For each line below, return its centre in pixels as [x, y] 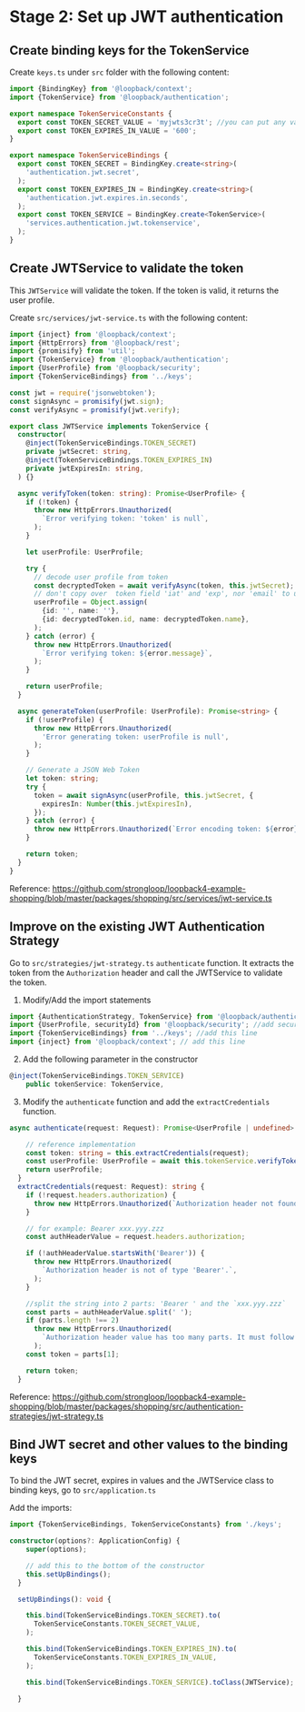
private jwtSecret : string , [79, 452]
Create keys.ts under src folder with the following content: [119, 72]
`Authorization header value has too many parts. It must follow [168, 1338]
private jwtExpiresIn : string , [85, 468]
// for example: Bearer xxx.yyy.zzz [95, 1229]
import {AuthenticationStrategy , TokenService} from [111, 1016]
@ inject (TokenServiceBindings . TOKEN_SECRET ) [111, 443]
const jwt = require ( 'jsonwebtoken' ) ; [83, 393]
